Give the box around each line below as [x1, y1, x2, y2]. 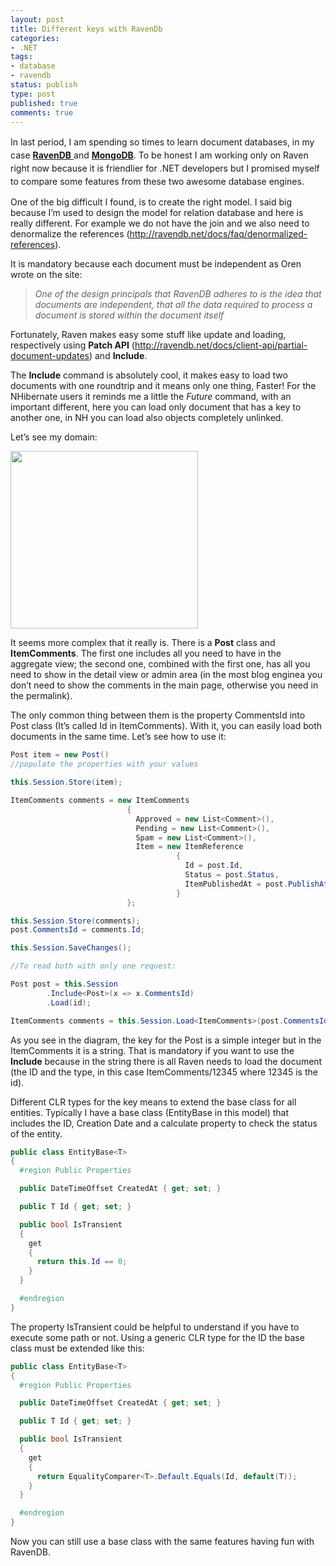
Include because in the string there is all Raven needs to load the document [10, 1055, 323, 1067]
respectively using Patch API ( [10, 339, 135, 351]
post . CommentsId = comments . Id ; [10, 925, 145, 935]
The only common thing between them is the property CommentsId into [10, 709, 306, 721]
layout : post [10, 14, 65, 25]
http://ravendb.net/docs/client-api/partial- [134, 339, 308, 351]
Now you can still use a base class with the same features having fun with [10, 1536, 315, 1547]
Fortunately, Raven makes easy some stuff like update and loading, [10, 329, 287, 341]
